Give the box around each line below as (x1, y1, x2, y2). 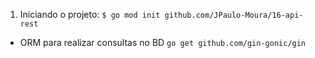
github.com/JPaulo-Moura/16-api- (164, 10, 304, 20)
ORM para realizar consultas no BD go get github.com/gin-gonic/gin (19, 37, 307, 48)
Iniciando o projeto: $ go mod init (19, 9, 161, 20)
